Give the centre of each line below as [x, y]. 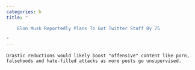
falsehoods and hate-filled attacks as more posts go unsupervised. [94, 61]
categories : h [24, 12]
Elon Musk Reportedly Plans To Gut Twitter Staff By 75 [89, 28]
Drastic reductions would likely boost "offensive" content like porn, [98, 56]
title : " [17, 17]
